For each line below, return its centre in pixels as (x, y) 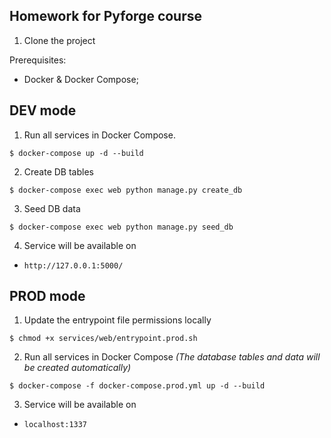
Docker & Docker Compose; (81, 79)
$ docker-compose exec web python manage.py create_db (126, 190)
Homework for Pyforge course (106, 16)
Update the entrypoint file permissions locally (117, 320)
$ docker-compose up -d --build (76, 153)
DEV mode (43, 110)
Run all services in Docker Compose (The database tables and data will (172, 357)
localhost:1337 (55, 425)
